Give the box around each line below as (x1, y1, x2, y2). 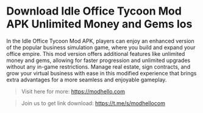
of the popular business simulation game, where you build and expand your (6, 44, 196, 51)
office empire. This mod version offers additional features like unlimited (6, 50, 185, 57)
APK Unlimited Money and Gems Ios (6, 17, 193, 31)
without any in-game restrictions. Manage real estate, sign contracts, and (6, 63, 191, 70)
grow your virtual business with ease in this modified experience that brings (6, 69, 197, 77)
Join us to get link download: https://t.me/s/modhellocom (21, 99, 166, 107)
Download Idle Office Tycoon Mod (6, 4, 182, 18)
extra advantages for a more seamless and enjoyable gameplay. (6, 76, 167, 83)
